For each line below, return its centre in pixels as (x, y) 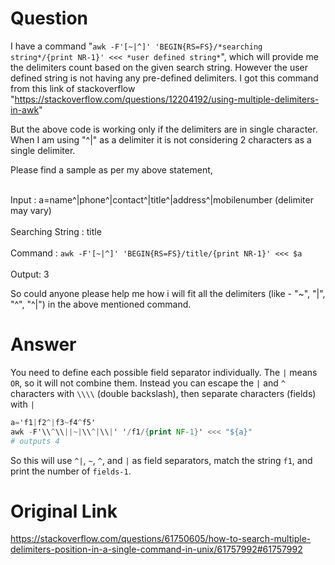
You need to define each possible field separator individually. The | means (164, 372)
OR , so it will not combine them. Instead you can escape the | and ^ (148, 383)
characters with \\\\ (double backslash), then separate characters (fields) (163, 393)
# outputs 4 (35, 441)
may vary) (31, 210)
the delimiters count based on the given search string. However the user (159, 67)
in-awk (25, 109)
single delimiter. (43, 150)
